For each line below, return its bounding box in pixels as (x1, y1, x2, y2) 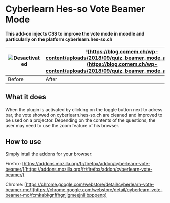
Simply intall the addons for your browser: (5, 151, 93, 157)
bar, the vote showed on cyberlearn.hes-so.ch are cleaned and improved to (5, 112, 163, 118)
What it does (5, 93, 47, 101)
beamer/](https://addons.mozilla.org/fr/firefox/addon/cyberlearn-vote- (5, 166, 153, 172)
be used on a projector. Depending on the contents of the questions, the (5, 117, 156, 123)
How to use (5, 138, 41, 146)
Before (8, 76, 24, 83)
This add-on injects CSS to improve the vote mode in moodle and (5, 30, 145, 37)
